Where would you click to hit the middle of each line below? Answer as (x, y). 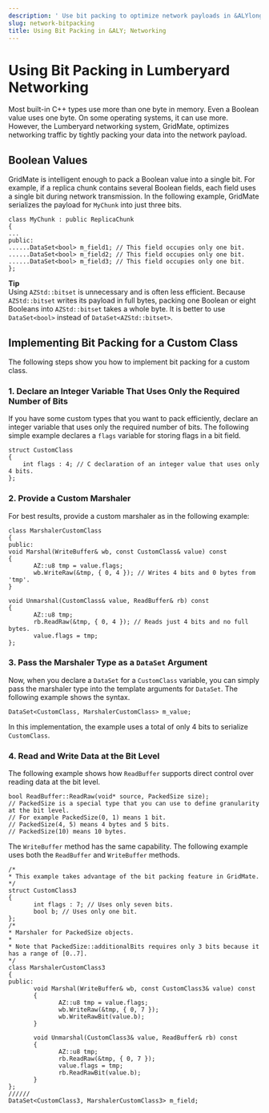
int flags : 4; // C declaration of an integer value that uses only (141, 464)
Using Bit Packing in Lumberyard (119, 70)
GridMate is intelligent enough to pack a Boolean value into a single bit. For (132, 179)
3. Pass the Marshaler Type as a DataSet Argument (108, 663)
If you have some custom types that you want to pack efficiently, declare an (133, 419)
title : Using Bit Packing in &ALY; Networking (87, 30)
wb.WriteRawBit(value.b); (102, 1017)
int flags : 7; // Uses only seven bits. (103, 905)
